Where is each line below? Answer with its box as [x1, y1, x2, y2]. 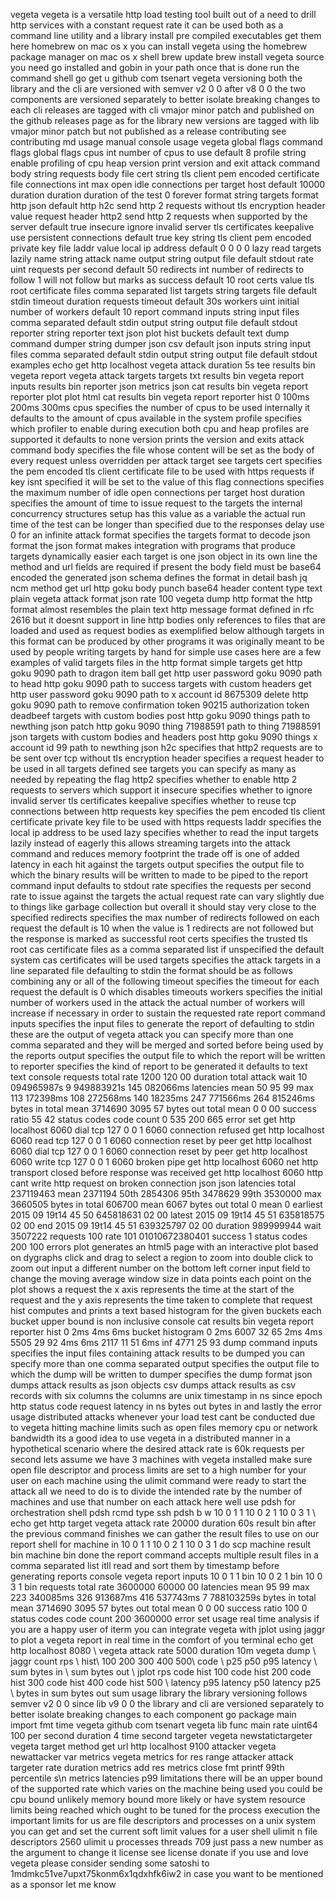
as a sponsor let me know [10, 1879, 117, 1890]
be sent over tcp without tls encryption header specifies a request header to [10, 752, 325, 764]
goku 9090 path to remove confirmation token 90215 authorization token [10, 699, 310, 711]
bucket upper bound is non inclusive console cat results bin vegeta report [10, 1315, 315, 1327]
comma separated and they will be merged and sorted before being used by [10, 1039, 324, 1051]
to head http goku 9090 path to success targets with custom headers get [10, 678, 312, 689]
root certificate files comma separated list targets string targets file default [10, 285, 318, 296]
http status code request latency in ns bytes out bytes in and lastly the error [10, 1400, 322, 1412]
